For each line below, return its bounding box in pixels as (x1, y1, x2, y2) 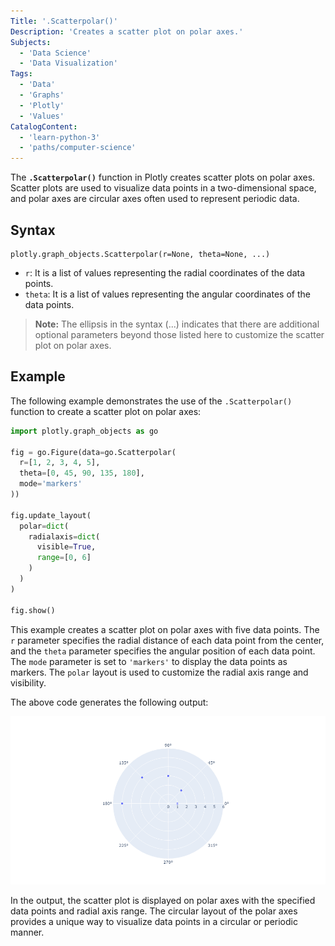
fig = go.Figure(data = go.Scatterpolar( (10, 447, 177, 457)
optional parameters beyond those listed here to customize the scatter (34, 328, 325, 340)
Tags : (10, 69, 33, 79)
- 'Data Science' (19, 48, 92, 58)
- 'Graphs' (19, 90, 65, 100)
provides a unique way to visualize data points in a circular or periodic (10, 915, 298, 927)
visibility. (10, 676, 47, 689)
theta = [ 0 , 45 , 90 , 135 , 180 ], (19, 468, 145, 479)
